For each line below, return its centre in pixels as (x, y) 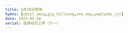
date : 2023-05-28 (23, 18)
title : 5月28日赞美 (24, 9)
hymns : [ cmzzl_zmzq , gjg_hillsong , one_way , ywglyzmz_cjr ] (64, 14)
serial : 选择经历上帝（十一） (33, 23)
